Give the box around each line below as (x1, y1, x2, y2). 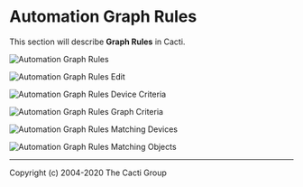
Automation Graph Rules (9, 6, 197, 27)
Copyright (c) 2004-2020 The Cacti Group (9, 167, 167, 178)
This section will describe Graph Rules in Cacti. (9, 36, 186, 47)
